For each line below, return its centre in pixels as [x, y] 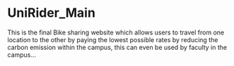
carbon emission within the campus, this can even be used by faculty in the [117, 47]
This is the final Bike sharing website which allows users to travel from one [116, 32]
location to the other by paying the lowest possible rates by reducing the [113, 39]
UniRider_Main [51, 13]
